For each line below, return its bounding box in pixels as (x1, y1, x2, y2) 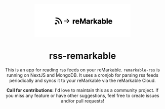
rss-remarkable (49, 50, 116, 62)
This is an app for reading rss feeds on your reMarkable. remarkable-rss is (5, 67, 160, 73)
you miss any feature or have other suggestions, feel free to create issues (6, 92, 159, 98)
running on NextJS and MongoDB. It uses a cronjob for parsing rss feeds (7, 72, 158, 78)
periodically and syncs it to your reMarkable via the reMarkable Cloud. (9, 77, 156, 83)
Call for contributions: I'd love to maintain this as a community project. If (7, 87, 158, 93)
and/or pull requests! (60, 97, 105, 104)
